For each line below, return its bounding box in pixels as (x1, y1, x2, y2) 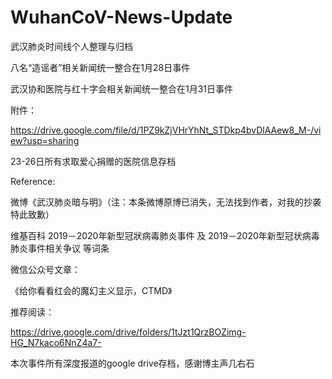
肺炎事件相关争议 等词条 (10, 242, 110, 254)
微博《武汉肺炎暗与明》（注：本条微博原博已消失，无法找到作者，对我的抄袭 (10, 196, 322, 208)
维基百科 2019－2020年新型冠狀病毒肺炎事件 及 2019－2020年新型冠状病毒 (10, 229, 320, 241)
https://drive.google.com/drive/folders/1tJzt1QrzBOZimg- (10, 326, 247, 338)
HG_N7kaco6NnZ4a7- (10, 336, 102, 348)
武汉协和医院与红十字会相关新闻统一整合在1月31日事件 (10, 82, 234, 95)
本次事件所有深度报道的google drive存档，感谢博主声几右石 (10, 357, 255, 369)
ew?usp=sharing (10, 134, 80, 146)
